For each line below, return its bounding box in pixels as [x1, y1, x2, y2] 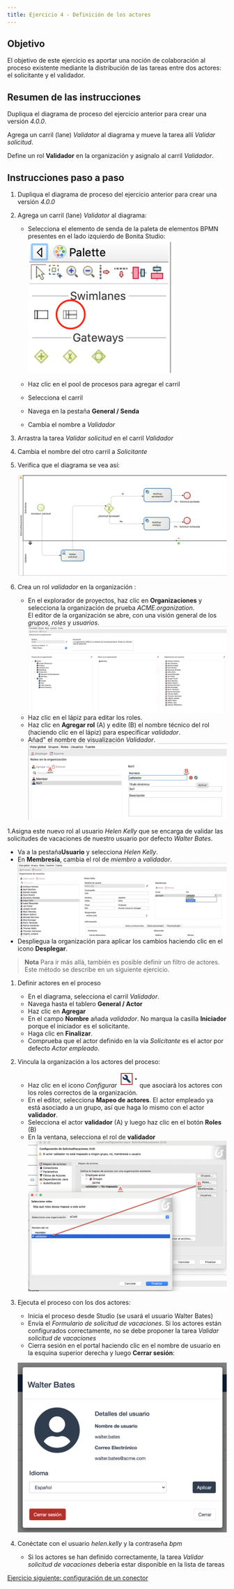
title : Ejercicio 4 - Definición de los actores [7, 11, 151, 18]
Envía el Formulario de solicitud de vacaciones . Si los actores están [27, 1320, 221, 1328]
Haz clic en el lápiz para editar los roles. [27, 713, 143, 721]
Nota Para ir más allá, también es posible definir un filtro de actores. [24, 958, 220, 966]
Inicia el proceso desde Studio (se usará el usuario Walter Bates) [27, 1312, 214, 1320]
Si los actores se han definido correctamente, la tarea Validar [27, 1553, 204, 1561]
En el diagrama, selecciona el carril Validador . [27, 992, 160, 1001]
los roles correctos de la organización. [27, 1088, 138, 1097]
